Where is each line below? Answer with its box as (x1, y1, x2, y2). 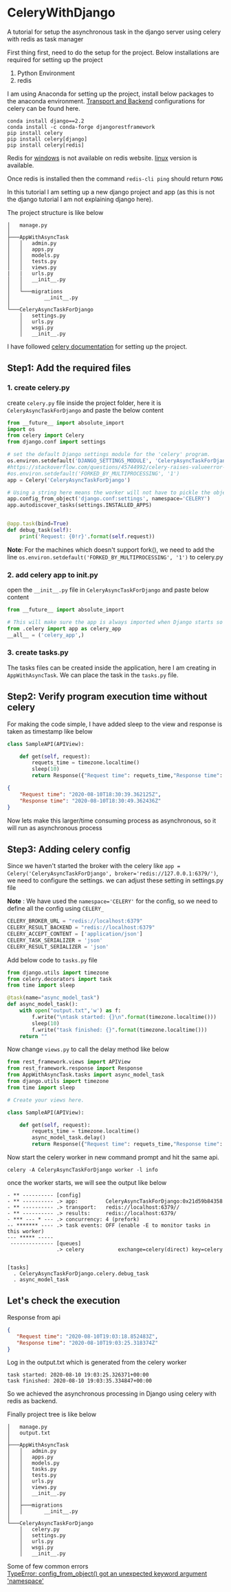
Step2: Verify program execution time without (7, 691, 208, 703)
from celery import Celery (7, 432, 85, 439)
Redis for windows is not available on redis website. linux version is (7, 154, 197, 162)
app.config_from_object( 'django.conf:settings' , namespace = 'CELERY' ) (7, 495, 211, 502)
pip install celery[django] (7, 136, 88, 143)
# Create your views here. (7, 1097, 85, 1104)
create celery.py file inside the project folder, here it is (7, 398, 162, 407)
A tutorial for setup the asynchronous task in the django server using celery (7, 28, 221, 36)
